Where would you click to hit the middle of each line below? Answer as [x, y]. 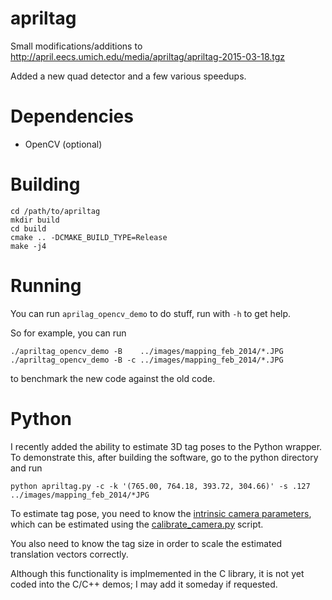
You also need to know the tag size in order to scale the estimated [146, 543]
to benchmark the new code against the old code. [113, 378]
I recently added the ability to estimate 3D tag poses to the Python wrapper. [166, 446]
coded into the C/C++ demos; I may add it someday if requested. [144, 584]
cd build [28, 228]
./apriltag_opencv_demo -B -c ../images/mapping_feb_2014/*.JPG [147, 360]
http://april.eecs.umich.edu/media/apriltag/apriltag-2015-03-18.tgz [148, 56]
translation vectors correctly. [69, 554]
